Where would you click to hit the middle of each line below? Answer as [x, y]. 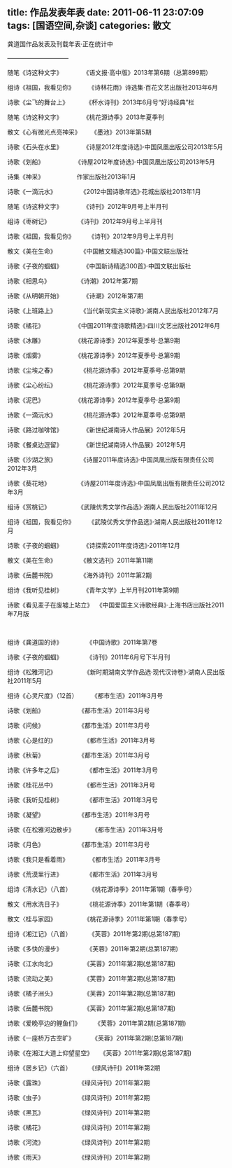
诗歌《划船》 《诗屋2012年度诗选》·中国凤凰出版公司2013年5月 [111, 162]
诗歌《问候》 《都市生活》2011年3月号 [79, 725]
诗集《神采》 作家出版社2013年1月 [72, 177]
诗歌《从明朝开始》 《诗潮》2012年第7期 [75, 296]
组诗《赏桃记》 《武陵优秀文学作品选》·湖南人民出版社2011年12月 [113, 507]
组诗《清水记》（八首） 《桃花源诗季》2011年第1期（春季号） [101, 889]
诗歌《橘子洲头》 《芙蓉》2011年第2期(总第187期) [92, 993]
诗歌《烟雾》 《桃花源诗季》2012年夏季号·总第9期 [94, 355]
